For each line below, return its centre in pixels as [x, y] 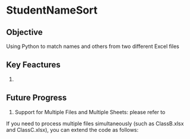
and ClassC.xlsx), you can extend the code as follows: [72, 130]
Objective [25, 32]
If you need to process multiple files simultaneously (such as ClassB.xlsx [95, 123]
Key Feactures [34, 65]
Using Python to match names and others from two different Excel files [93, 46]
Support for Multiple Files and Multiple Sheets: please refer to [90, 112]
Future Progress [37, 98]
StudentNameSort [52, 10]
